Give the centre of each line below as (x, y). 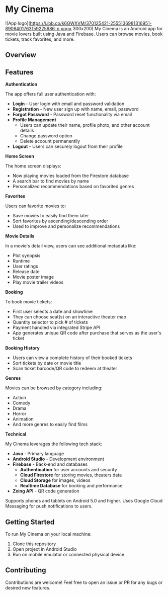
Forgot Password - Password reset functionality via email (72, 115)
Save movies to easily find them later (51, 216)
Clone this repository (34, 544)
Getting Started (30, 522)
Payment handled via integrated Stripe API (56, 327)
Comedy (21, 403)
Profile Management (34, 120)
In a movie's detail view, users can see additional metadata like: (71, 246)
